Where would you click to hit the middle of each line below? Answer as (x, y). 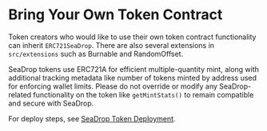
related (20, 94)
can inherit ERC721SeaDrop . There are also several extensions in (111, 45)
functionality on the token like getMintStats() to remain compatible (143, 94)
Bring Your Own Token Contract (116, 15)
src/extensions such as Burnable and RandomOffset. (96, 54)
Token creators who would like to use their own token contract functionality (132, 37)
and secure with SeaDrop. (51, 103)
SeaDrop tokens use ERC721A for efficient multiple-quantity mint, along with (134, 69)
